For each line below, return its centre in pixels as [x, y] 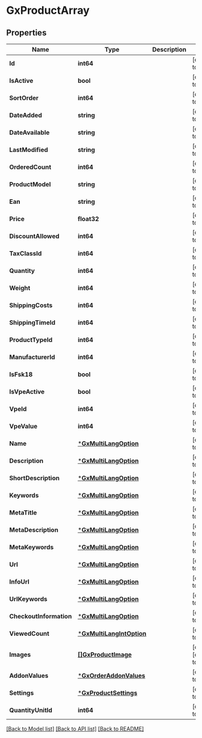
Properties [26, 33]
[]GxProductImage [105, 654]
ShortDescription [35, 478]
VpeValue [23, 426]
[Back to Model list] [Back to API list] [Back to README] [75, 729]
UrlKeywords [28, 599]
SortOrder [24, 98]
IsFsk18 [21, 374]
